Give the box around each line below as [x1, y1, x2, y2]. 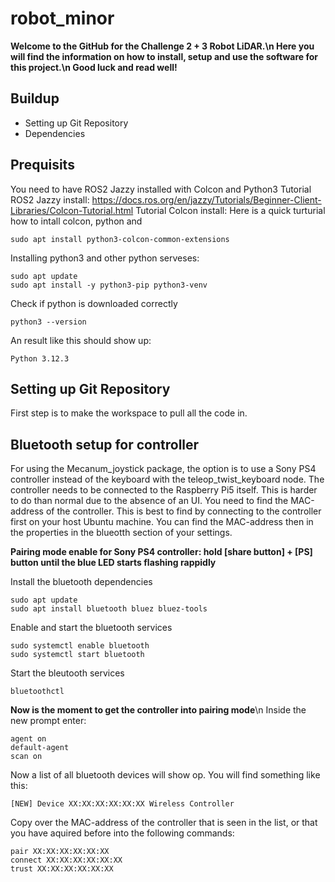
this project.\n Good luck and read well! [10, 61, 178, 73]
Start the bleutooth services [10, 667, 125, 679]
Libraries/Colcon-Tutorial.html [10, 204, 134, 216]
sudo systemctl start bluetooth [10, 650, 145, 660]
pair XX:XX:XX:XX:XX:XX [10, 847, 110, 857]
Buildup [10, 90, 60, 107]
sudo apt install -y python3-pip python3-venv [10, 280, 208, 290]
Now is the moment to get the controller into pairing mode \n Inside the [10, 704, 307, 716]
